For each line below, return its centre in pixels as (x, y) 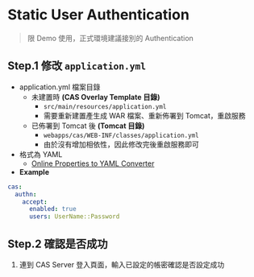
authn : (26, 194)
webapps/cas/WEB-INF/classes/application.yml (121, 135)
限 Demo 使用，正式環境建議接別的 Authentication (110, 38)
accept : (35, 202)
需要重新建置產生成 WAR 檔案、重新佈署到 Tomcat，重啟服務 (145, 115)
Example (34, 172)
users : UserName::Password (74, 217)
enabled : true (53, 209)
